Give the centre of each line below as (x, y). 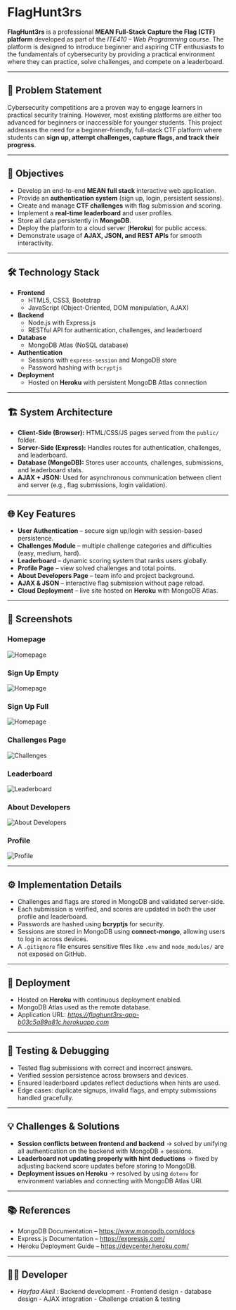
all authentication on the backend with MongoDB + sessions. (105, 1151)
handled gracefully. (45, 1097)
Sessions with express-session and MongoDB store (102, 360)
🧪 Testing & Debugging (58, 1051)
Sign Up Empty (33, 673)
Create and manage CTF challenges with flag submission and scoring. (120, 206)
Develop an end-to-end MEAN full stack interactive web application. (117, 190)
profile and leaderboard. (52, 917)
